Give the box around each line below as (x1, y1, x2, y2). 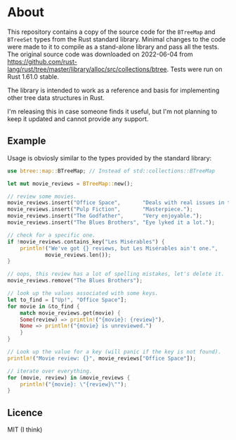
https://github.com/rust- (7, 57, 77, 65)
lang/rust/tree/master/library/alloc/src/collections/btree (7, 65, 167, 73)
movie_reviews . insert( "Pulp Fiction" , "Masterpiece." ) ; (7, 206, 193, 213)
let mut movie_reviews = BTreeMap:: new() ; (7, 180, 133, 187)
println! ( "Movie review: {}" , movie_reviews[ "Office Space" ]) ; (7, 355, 197, 362)
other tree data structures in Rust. (7, 93, 105, 102)
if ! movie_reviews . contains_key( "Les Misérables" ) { (7, 238, 165, 245)
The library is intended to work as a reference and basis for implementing (7, 86, 220, 94)
